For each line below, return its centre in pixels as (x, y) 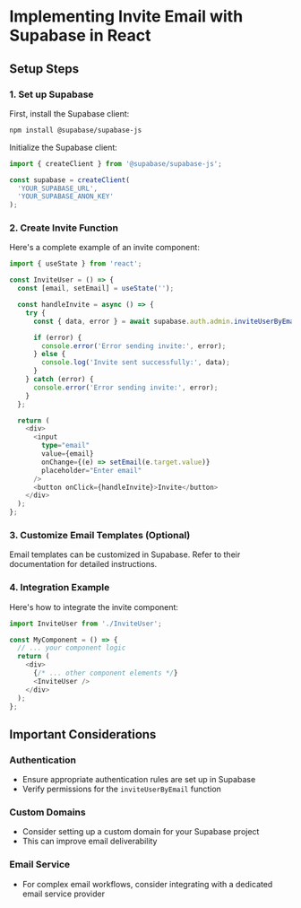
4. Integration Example (60, 588)
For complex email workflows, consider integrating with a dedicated (147, 884)
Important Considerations (83, 734)
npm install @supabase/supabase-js (76, 130)
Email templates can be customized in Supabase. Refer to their (125, 554)
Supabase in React (80, 35)
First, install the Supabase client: (69, 113)
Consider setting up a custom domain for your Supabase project (141, 832)
